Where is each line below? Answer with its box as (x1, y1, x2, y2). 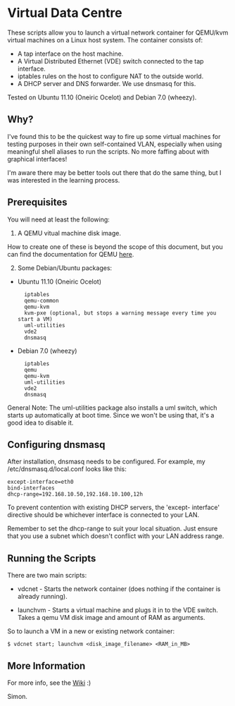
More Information (7, 659, 86, 671)
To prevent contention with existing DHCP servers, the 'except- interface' (7, 503, 220, 512)
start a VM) (17, 315, 53, 322)
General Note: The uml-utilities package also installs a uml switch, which (7, 403, 217, 412)
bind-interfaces (7, 485, 55, 492)
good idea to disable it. (7, 418, 74, 427)
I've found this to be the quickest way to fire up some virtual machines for (7, 132, 221, 140)
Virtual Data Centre (7, 5, 122, 21)
